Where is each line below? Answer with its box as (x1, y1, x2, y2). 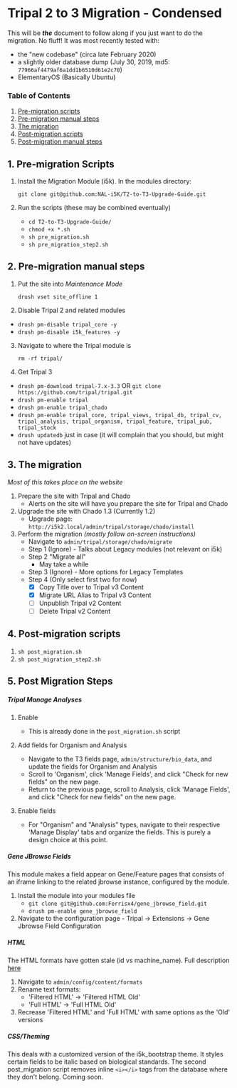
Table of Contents (7, 91, 71, 101)
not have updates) (17, 438, 71, 446)
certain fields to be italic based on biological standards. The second (7, 1057, 206, 1066)
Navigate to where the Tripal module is (17, 341, 132, 349)
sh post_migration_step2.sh (17, 656, 101, 663)
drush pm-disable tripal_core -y (17, 321, 117, 328)
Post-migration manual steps (17, 137, 102, 146)
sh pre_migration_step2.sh (28, 241, 109, 249)
